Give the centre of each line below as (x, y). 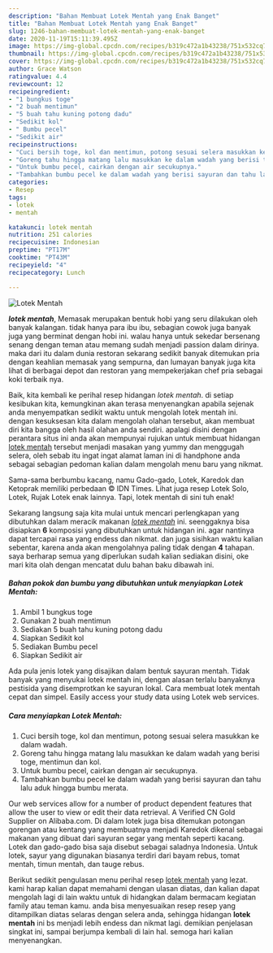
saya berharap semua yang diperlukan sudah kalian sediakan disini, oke (129, 556)
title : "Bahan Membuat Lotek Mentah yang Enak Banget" (103, 24)
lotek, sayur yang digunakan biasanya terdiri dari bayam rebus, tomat (124, 855)
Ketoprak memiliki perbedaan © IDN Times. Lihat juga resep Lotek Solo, (129, 488)
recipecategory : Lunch (47, 272)
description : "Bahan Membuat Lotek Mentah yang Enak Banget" (114, 16)
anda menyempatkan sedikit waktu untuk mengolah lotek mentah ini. (123, 412)
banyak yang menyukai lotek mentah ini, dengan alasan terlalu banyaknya (132, 680)
